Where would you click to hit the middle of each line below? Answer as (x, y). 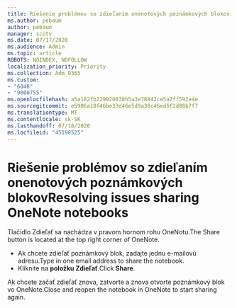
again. (17, 297)
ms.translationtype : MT (43, 113)
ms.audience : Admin (36, 47)
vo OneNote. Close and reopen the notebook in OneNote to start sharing (112, 290)
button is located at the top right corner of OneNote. (83, 240)
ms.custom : (23, 80)
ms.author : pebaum (34, 21)
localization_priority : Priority (57, 67)
